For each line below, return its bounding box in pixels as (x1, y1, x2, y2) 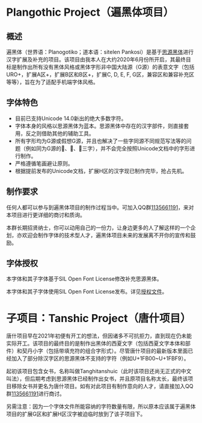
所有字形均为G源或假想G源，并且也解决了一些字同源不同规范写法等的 (14, 137, 186, 144)
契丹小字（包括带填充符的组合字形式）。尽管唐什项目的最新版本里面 (22, 347, 188, 355)
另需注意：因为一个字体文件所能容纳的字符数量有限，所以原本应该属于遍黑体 (6, 403, 196, 410)
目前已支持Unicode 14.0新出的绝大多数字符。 (14, 115, 127, 122)
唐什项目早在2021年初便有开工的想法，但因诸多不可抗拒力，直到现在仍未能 (6, 332, 192, 339)
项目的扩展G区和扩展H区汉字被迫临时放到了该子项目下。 (6, 410, 146, 418)
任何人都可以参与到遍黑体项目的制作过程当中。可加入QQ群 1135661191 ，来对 (6, 204, 194, 211)
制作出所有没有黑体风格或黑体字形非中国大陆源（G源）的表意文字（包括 (16, 64, 195, 70)
